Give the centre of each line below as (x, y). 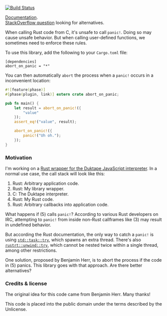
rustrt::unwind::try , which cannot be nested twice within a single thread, (82, 245)
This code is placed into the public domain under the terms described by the (83, 304)
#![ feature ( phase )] (25, 90)
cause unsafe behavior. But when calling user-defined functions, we (75, 38)
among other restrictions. (31, 250)
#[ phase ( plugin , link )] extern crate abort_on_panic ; (62, 94)
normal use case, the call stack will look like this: (55, 173)
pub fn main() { (22, 103)
